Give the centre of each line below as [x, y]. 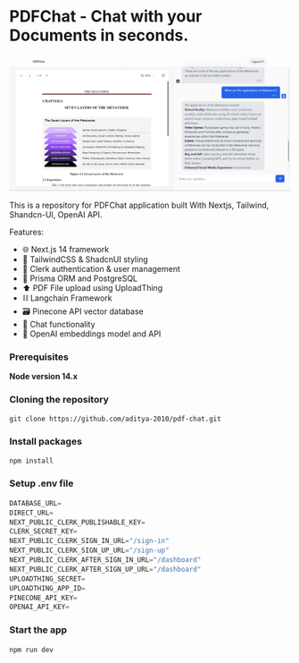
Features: [27, 232]
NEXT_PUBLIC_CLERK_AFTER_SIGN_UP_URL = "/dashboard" [105, 569]
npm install [31, 461]
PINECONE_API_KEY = [43, 598]
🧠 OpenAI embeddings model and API [91, 334]
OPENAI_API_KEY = [39, 607]
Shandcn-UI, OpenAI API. [56, 214]
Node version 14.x [44, 376]
